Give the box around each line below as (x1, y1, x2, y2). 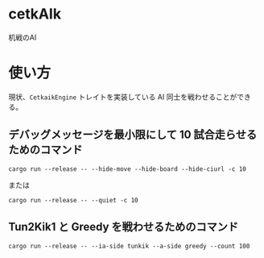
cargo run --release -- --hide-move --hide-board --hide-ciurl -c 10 (8, 164, 247, 173)
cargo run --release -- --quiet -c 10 (8, 196, 138, 204)
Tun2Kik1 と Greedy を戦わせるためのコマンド (8, 220, 239, 234)
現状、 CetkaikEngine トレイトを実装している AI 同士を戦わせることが (8, 92, 237, 102)
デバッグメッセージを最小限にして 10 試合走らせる (8, 128, 258, 142)
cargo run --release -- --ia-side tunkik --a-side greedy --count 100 (8, 242, 250, 250)
